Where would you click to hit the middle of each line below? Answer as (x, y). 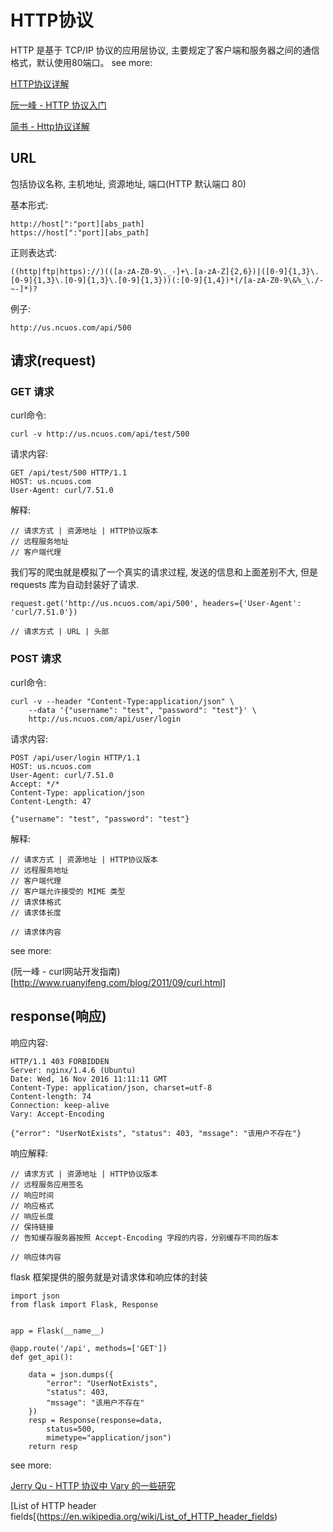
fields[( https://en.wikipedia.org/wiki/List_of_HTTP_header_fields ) (144, 1516)
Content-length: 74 (51, 1096)
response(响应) (58, 1016)
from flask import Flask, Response (84, 1304)
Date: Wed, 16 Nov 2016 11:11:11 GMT (89, 1079)
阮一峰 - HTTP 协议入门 (58, 105)
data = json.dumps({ (71, 1374)
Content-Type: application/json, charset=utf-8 (111, 1087)
